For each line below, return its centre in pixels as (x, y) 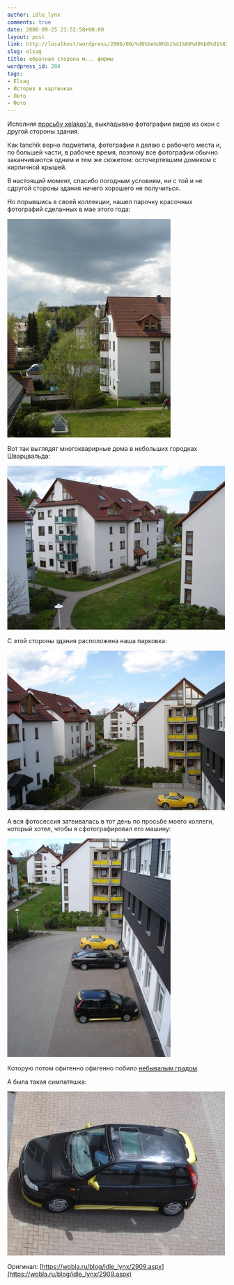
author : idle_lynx (34, 15)
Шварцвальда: (29, 456)
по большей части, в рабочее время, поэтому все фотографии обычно (112, 152)
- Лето (17, 96)
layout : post (26, 37)
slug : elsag (24, 52)
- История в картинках (40, 88)
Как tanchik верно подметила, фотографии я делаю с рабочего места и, (114, 145)
